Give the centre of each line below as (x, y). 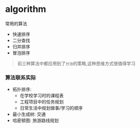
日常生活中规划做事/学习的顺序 (51, 108)
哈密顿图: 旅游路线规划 (35, 121)
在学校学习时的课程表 (42, 96)
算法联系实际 (21, 77)
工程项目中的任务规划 (42, 102)
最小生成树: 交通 (29, 114)
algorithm (26, 9)
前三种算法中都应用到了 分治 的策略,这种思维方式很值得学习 (76, 63)
